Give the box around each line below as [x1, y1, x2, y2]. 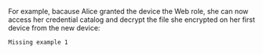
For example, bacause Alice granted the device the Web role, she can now [8, 7, 249, 16]
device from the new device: [8, 23, 100, 32]
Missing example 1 [8, 38, 68, 46]
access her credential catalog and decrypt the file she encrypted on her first [8, 15, 255, 24]
